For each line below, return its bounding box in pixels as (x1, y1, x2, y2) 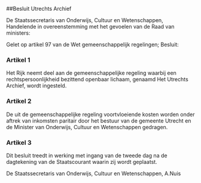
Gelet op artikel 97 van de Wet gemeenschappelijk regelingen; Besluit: (6, 41, 179, 48)
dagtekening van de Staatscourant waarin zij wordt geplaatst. (6, 158, 157, 165)
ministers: (6, 29, 31, 36)
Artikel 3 (6, 138, 32, 147)
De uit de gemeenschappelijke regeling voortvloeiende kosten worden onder (6, 111, 195, 118)
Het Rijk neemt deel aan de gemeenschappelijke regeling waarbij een (6, 69, 176, 77)
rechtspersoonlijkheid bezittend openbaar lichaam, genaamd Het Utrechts (6, 76, 188, 83)
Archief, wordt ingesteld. (6, 82, 67, 89)
